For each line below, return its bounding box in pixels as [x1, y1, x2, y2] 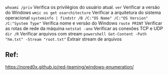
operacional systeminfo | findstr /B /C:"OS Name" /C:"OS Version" [5, 15, 148, 20]
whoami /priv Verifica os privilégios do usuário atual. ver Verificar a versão [5, 4, 160, 10]
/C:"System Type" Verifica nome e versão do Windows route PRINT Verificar [5, 20, 162, 26]
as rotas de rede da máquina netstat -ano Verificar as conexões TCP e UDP [5, 25, 163, 31]
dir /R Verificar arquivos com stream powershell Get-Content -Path [5, 31, 147, 36]
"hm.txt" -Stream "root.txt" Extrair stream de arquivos [5, 36, 122, 42]
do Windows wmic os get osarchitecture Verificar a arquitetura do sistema [5, 9, 161, 15]
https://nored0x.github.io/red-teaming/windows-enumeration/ [5, 63, 134, 69]
